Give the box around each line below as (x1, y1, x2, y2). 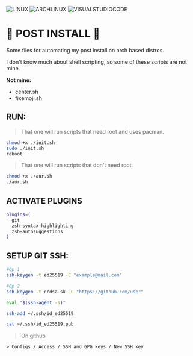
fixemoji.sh (14, 94, 42, 102)
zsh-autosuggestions (11, 228, 63, 234)
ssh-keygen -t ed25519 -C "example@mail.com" (6, 272, 122, 278)
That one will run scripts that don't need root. (20, 161, 133, 169)
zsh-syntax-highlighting (11, 223, 74, 229)
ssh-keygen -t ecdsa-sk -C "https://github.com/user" (6, 289, 144, 295)
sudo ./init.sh (6, 145, 44, 151)
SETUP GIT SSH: (6, 251, 69, 261)
